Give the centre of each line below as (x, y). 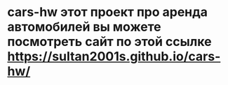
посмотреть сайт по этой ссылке (109, 42)
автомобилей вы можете (84, 27)
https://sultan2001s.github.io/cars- (114, 57)
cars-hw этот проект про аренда (108, 12)
